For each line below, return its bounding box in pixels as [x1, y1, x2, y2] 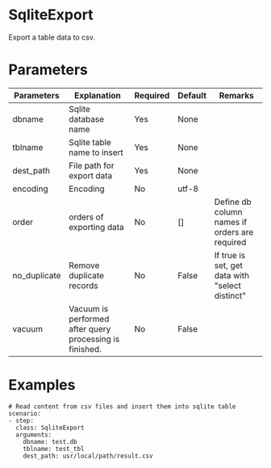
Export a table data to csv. [8, 32, 95, 42]
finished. [68, 343, 102, 354]
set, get [214, 260, 244, 271]
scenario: [8, 409, 42, 417]
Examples [8, 376, 76, 395]
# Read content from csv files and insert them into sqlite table [8, 402, 236, 411]
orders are [214, 226, 254, 237]
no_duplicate [12, 270, 61, 281]
